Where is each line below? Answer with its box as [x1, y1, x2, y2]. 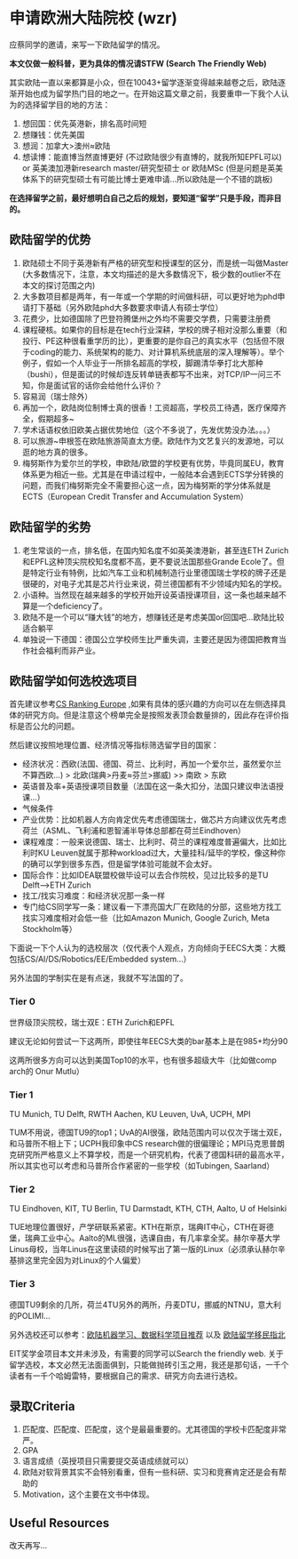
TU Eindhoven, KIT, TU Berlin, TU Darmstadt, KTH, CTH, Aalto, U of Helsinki [9, 1203, 287, 1214]
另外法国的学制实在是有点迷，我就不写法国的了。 [9, 973, 188, 984]
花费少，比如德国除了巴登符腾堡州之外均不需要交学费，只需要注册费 [21, 313, 271, 324]
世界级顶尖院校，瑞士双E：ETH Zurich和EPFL [9, 1017, 175, 1027]
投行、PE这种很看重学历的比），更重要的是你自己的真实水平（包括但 [21, 335, 270, 346]
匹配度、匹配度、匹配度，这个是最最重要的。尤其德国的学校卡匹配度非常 [21, 1424, 286, 1434]
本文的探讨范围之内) [21, 279, 96, 290]
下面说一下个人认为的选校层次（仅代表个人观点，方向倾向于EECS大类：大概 [9, 943, 286, 953]
